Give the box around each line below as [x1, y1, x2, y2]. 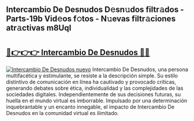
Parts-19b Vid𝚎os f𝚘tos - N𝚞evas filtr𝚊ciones [6, 14, 176, 24]
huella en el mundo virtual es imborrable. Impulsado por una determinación [6, 97, 188, 104]
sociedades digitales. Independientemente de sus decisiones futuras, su [6, 91, 181, 98]
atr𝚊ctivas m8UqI [6, 23, 72, 33]
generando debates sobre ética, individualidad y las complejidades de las [6, 85, 183, 92]
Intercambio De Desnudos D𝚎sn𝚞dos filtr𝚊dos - [6, 5, 185, 15]
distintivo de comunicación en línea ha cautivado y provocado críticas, [6, 79, 176, 85]
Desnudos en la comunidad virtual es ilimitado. [6, 110, 119, 116]
